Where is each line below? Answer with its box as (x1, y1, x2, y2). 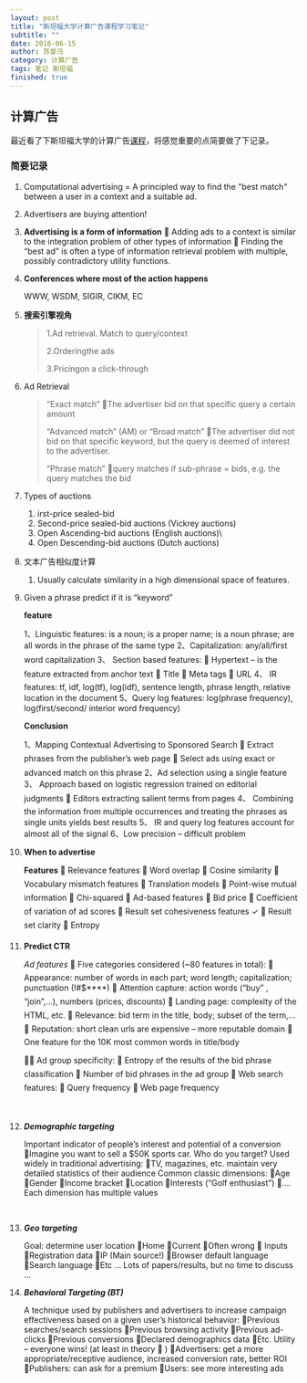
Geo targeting (23, 1222, 78, 1233)
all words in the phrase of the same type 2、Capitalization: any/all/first (23, 640, 288, 651)
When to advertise (23, 846, 96, 857)
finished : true (10, 73, 68, 82)
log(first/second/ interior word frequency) (23, 702, 181, 713)
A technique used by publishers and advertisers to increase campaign (23, 1304, 287, 1315)
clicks (23, 1334, 46, 1345)
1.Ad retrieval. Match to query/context (46, 328, 188, 339)
